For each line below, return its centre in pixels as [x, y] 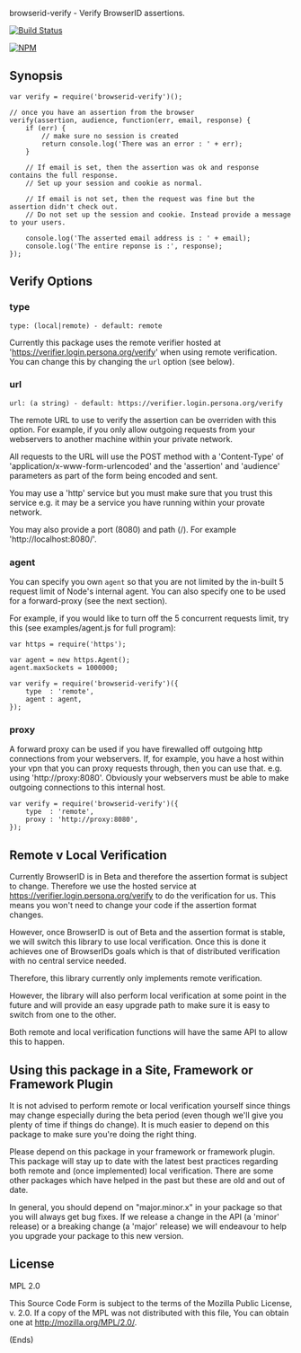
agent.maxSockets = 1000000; [64, 668]
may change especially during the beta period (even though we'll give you [146, 1115]
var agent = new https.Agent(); [70, 660]
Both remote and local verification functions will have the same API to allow [148, 1032]
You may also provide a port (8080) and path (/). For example [123, 529]
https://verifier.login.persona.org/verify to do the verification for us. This [143, 896]
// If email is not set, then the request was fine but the [140, 199]
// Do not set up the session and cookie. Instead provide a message [159, 215]
